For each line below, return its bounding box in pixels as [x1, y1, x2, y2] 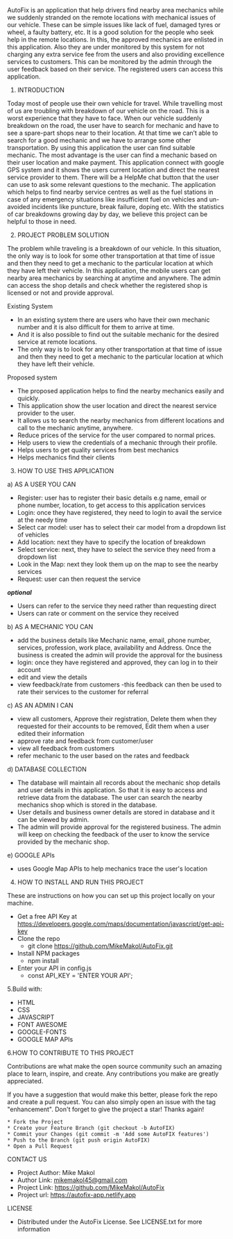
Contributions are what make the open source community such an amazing [7, 1062, 222, 1070]
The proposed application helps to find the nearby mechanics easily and [17, 387, 224, 395]
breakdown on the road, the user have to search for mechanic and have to [7, 122, 219, 129]
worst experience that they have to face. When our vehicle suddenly [7, 114, 202, 122]
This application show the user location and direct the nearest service [17, 402, 217, 409]
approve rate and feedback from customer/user [17, 737, 154, 745]
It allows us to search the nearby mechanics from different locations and [17, 416, 225, 425]
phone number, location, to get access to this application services [17, 501, 206, 509]
